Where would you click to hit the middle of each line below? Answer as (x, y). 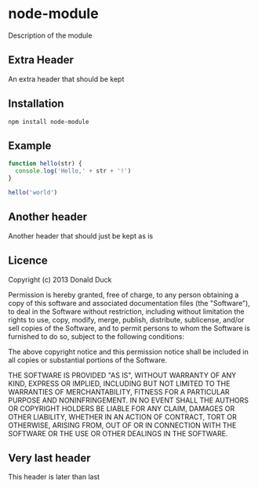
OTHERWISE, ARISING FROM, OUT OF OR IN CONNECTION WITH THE (122, 425)
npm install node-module (49, 122)
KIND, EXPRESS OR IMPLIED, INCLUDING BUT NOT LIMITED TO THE (119, 383)
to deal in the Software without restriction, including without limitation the (126, 311)
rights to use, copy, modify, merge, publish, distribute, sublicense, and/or (126, 319)
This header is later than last (54, 477)
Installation (36, 104)
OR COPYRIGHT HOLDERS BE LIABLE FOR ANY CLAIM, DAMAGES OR (122, 408)
